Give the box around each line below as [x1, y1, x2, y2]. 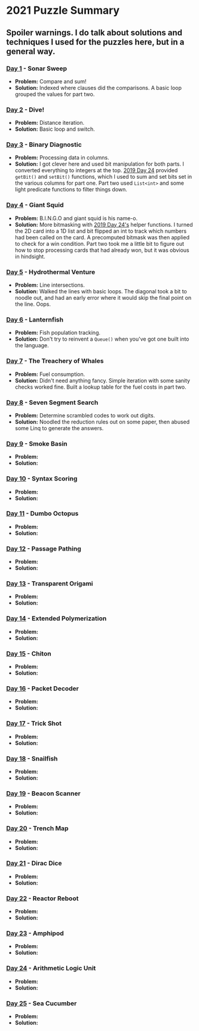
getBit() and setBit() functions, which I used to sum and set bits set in [14, 173, 192, 181]
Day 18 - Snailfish [6, 754, 58, 762]
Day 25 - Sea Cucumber [6, 999, 77, 1008]
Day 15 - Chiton [6, 649, 52, 657]
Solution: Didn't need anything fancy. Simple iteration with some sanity [14, 377, 190, 384]
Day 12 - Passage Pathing [6, 544, 82, 552]
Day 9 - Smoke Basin [6, 439, 68, 447]
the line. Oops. [14, 300, 51, 308]
